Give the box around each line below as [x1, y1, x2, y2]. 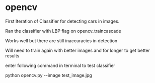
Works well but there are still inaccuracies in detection [5, 37, 118, 44]
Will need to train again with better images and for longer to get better [5, 47, 150, 53]
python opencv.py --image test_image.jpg [5, 72, 92, 78]
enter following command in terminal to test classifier [5, 62, 116, 68]
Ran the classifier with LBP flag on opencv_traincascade [5, 28, 122, 34]
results [5, 52, 20, 59]
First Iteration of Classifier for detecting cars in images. [5, 18, 120, 24]
